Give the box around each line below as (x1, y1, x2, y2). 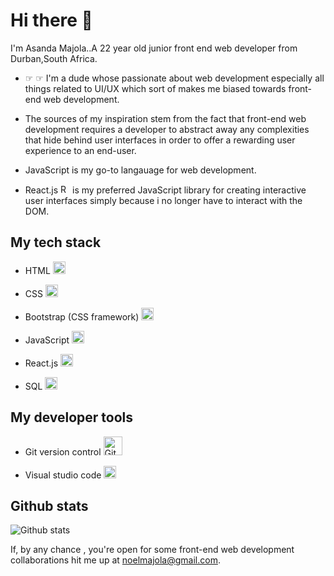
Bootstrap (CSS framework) (24, 310, 140, 323)
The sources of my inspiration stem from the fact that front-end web (24, 112, 307, 124)
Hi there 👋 (10, 9, 93, 32)
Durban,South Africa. (10, 52, 98, 64)
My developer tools (10, 409, 134, 426)
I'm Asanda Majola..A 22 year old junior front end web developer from (10, 42, 298, 54)
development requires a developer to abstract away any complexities (24, 123, 310, 135)
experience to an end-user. (24, 144, 137, 156)
